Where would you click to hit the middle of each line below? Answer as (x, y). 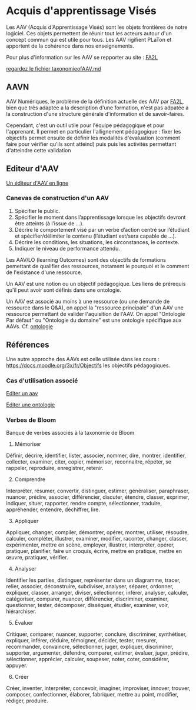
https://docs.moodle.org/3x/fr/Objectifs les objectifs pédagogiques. (88, 365)
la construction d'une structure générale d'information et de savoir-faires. (95, 114)
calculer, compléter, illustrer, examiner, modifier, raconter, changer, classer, (97, 539)
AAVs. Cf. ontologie (29, 326)
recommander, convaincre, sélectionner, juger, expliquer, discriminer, (90, 647)
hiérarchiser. (21, 611)
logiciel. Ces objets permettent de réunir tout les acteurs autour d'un (89, 33)
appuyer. (17, 665)
